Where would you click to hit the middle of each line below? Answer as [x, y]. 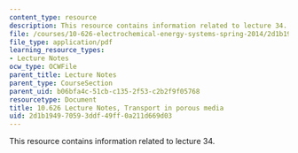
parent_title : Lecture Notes [63, 75]
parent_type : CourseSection [61, 83]
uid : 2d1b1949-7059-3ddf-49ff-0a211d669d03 [91, 116]
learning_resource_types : [57, 50]
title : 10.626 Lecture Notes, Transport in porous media [117, 108]
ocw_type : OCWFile [43, 67]
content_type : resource [53, 17]
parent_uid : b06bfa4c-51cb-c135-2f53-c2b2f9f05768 [105, 91]
